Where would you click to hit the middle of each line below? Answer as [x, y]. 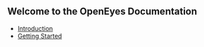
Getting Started [39, 36]
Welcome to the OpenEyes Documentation [102, 12]
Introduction [35, 28]
